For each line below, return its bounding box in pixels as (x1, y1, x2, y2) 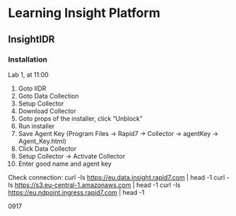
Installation (8, 55, 48, 64)
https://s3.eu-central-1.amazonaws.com (14, 181, 131, 189)
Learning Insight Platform (8, 5, 161, 21)
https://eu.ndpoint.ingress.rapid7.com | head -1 (8, 188, 145, 196)
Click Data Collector (18, 144, 77, 153)
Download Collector (18, 106, 76, 115)
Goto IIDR (18, 84, 47, 93)
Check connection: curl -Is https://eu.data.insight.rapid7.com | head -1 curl (8, 173, 225, 181)
